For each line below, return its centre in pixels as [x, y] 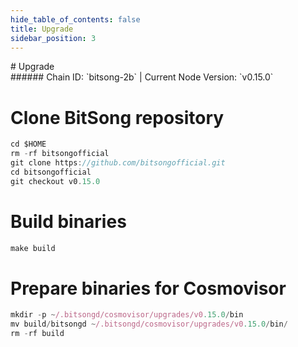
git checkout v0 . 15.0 [55, 181]
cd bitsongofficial [51, 172]
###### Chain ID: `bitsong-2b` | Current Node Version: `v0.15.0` [142, 77]
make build [33, 248]
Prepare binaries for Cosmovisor [148, 288]
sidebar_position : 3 [53, 38]
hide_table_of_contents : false [75, 19]
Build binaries [68, 221]
